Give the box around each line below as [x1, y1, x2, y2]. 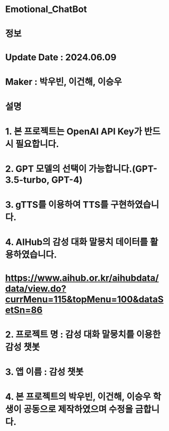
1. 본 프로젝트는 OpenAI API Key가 [5, 126, 142, 137]
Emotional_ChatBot [5, 4, 87, 15]
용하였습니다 [5, 249, 54, 260]
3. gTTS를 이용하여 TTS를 [5, 199, 109, 210]
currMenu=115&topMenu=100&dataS [5, 293, 164, 305]
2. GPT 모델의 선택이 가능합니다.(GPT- [5, 163, 157, 175]
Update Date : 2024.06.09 [5, 51, 117, 63]
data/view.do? [5, 283, 66, 294]
